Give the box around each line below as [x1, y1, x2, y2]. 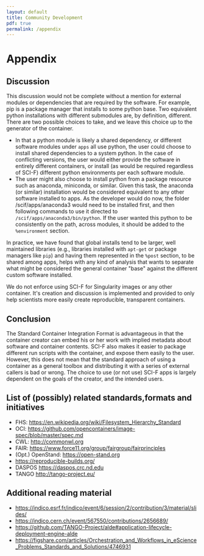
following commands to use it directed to [15, 208, 118, 215]
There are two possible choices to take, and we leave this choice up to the [6, 118, 193, 125]
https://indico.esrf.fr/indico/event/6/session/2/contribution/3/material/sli [15, 504, 197, 512]
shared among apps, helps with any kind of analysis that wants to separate [6, 258, 194, 266]
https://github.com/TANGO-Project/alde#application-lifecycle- [15, 523, 172, 530]
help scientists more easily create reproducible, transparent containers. [6, 296, 186, 303]
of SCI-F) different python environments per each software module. [15, 169, 185, 177]
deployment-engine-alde [15, 530, 78, 537]
